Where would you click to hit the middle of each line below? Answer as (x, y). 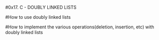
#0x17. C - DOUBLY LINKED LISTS (41, 7)
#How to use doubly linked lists (38, 17)
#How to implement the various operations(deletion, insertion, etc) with (80, 27)
